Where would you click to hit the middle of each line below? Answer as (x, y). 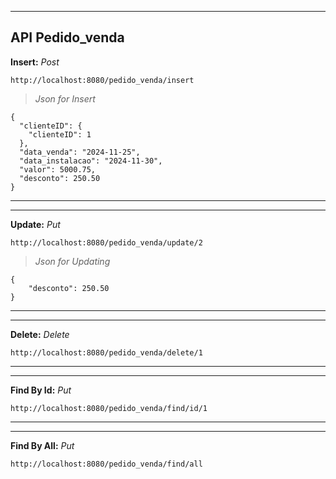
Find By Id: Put (41, 390)
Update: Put (35, 224)
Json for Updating (72, 261)
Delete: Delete (40, 334)
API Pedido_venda (67, 37)
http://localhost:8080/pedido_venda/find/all (106, 464)
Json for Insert (65, 98)
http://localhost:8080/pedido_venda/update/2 (106, 242)
